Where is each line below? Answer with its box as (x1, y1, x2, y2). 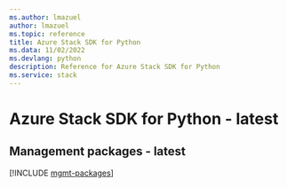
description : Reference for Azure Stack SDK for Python (9, 63, 220, 72)
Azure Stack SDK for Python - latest (9, 108, 279, 129)
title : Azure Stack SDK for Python (9, 37, 141, 47)
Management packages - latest (9, 144, 187, 160)
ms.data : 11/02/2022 (9, 46, 86, 55)
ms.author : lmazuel (9, 12, 82, 22)
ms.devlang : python (9, 54, 82, 63)
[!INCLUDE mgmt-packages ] (9, 168, 114, 178)
